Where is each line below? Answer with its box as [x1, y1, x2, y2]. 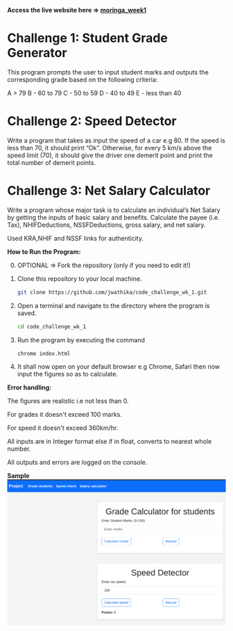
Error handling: [7, 383, 52, 392]
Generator [7, 45, 67, 61]
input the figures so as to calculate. [17, 370, 118, 378]
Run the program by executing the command [17, 335, 146, 344]
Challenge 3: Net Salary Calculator [7, 183, 211, 199]
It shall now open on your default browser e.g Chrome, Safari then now [17, 362, 221, 371]
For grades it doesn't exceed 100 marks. [7, 410, 123, 419]
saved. [17, 309, 37, 317]
